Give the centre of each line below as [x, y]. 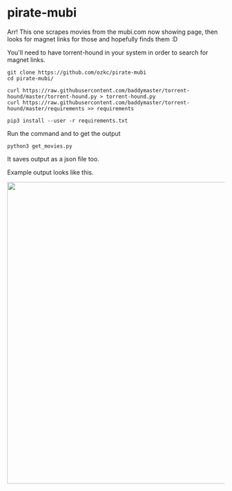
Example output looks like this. [50, 172]
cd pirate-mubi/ [30, 78]
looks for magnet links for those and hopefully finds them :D [93, 39]
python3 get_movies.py [40, 146]
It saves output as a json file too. [53, 159]
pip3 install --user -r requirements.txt [68, 121]
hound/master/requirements [46, 108]
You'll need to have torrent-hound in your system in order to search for [108, 52]
